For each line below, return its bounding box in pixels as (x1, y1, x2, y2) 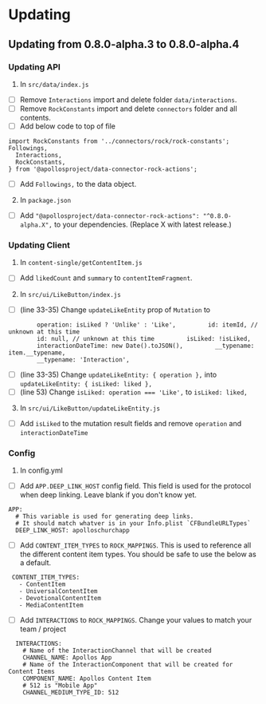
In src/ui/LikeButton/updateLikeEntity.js (19, 403, 161, 413)
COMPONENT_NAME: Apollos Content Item (22, 674, 151, 683)
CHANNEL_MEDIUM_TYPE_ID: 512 (22, 689, 119, 697)
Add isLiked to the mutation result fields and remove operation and (19, 418, 241, 428)
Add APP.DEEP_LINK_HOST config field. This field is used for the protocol (19, 481, 252, 491)
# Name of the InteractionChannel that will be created (22, 647, 213, 655)
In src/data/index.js (19, 79, 89, 89)
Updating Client (8, 239, 70, 251)
